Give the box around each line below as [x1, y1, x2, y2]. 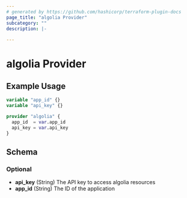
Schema [6, 147, 38, 157]
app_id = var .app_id [11, 119, 66, 125]
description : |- [6, 25, 47, 32]
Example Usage [6, 81, 66, 91]
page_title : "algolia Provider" [6, 14, 87, 20]
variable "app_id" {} [6, 97, 61, 103]
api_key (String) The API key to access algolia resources [14, 179, 156, 186]
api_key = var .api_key [11, 125, 69, 131]
